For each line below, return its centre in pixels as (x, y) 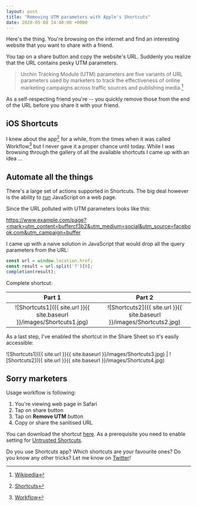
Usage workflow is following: (41, 393)
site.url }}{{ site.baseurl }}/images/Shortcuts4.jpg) (104, 360)
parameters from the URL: (38, 250)
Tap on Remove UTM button (49, 416)
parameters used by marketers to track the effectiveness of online (100, 80)
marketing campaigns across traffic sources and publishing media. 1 (102, 87)
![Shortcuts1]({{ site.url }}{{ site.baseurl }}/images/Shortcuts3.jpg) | (87, 354)
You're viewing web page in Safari (56, 404)
